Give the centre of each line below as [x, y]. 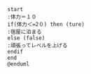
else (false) [26, 38]
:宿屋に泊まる [24, 32]
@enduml [19, 64]
